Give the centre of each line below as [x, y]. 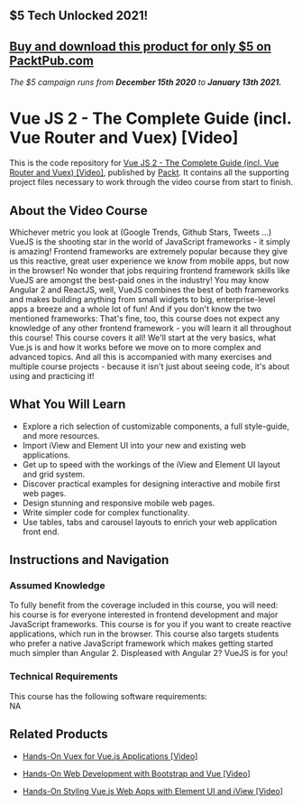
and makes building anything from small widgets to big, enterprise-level [142, 299]
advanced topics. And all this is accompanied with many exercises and [141, 356]
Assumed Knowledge [57, 586]
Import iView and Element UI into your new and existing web [134, 445]
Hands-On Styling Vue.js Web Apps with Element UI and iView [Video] [153, 791]
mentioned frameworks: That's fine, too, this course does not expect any [145, 318]
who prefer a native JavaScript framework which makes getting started [141, 643]
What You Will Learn [68, 405]
